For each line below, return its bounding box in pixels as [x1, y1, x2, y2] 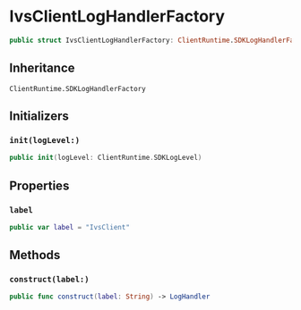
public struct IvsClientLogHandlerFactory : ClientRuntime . [9, 36, 235, 45]
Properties [9, 178, 70, 193]
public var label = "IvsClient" [9, 222, 130, 231]
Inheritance [9, 61, 75, 76]
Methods [9, 247, 61, 263]
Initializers [9, 109, 70, 124]
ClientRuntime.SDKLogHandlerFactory [9, 84, 146, 93]
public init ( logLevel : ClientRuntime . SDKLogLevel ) [9, 154, 202, 163]
